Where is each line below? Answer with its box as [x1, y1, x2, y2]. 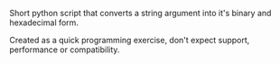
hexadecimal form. [9, 17, 79, 28]
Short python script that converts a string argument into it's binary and [9, 8, 272, 18]
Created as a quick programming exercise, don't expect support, [9, 35, 250, 45]
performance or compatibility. [9, 44, 120, 55]
